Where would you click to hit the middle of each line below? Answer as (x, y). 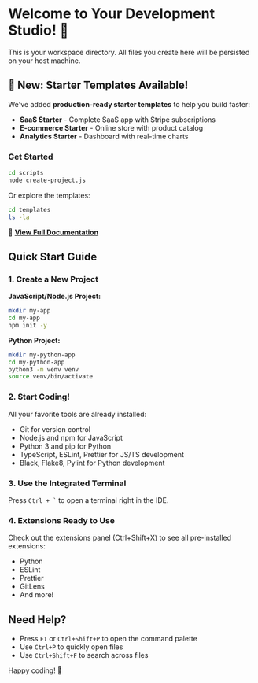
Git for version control (55, 429)
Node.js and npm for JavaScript (71, 437)
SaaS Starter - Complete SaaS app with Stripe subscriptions (118, 120)
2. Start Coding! (39, 397)
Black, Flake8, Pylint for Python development (92, 463)
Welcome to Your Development (111, 14)
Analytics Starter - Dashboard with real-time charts (104, 136)
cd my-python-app (37, 362)
